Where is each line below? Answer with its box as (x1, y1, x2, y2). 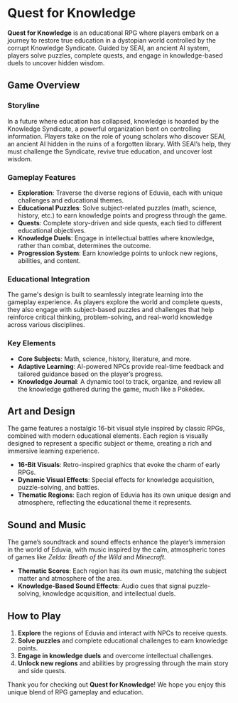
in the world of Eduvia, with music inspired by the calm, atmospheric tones (7, 545, 226, 554)
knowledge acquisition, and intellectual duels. (42, 589, 176, 598)
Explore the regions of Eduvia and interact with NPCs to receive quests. (17, 628, 228, 637)
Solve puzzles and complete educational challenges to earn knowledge (17, 636, 229, 645)
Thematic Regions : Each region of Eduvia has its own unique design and (17, 490, 232, 499)
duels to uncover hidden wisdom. (7, 58, 105, 67)
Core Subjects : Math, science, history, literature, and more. (17, 354, 192, 363)
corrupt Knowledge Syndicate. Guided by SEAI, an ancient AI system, (7, 43, 210, 52)
